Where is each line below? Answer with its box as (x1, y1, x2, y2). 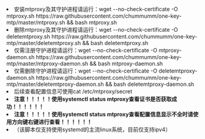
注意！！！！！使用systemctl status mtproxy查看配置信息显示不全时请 (14, 111, 193, 118)
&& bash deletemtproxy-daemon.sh (105, 80, 195, 88)
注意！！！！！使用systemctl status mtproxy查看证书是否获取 (14, 96, 172, 102)
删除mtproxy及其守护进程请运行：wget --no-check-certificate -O (14, 26, 179, 33)
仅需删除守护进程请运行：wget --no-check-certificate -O (14, 67, 158, 74)
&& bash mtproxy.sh (66, 19, 117, 26)
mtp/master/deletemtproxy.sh (6, 40, 81, 46)
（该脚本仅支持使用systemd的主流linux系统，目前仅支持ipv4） (14, 126, 171, 133)
